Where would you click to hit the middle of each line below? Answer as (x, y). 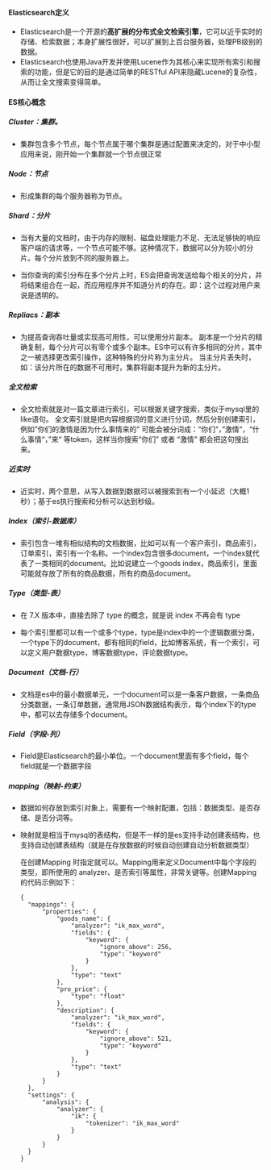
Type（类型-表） (36, 593)
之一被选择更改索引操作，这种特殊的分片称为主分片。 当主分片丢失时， (138, 357)
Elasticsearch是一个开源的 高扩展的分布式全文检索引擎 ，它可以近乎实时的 (141, 31)
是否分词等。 (56, 818)
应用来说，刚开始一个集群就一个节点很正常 (91, 154)
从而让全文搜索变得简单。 (63, 82)
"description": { (85, 1011)
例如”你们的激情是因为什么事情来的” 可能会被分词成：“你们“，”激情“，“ (136, 429)
